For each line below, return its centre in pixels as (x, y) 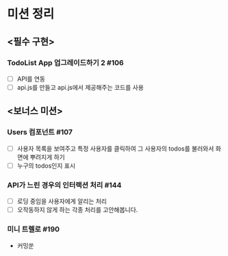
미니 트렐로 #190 (34, 229)
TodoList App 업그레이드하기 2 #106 (66, 62)
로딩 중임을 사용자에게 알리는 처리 (62, 201)
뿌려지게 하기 (47, 157)
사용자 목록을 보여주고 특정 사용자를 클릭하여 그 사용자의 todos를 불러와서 (115, 149)
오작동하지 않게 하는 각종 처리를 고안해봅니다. (77, 210)
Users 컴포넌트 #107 (40, 132)
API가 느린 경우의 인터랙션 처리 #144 (64, 185)
